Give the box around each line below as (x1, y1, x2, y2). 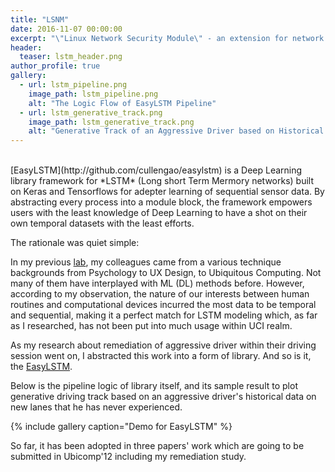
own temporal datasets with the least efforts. (10, 217, 195, 230)
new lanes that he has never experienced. (10, 401, 183, 413)
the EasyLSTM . (10, 361, 73, 373)
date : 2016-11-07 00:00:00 (10, 24, 123, 34)
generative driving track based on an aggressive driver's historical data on (10, 391, 317, 403)
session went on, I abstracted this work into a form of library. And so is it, (10, 350, 312, 362)
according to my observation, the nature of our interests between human (10, 288, 310, 300)
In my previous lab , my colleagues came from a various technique (10, 256, 282, 268)
